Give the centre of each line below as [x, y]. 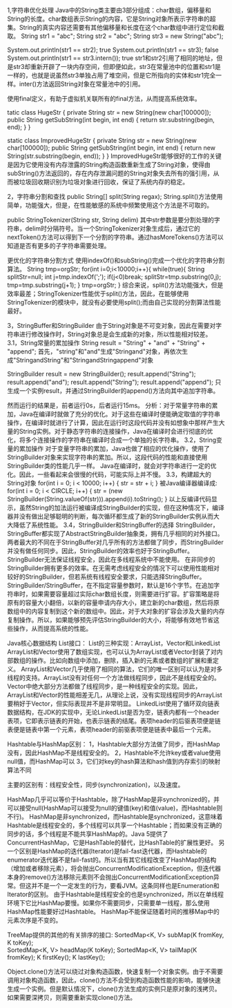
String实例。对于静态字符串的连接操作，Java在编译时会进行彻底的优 [116, 431]
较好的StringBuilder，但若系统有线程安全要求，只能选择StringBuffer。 [106, 576]
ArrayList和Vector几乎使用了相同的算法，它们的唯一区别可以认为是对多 [122, 669]
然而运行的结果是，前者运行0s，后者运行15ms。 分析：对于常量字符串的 [109, 405]
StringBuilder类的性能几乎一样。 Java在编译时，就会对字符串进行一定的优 [112, 466]
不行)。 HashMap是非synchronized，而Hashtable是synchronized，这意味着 [115, 816]
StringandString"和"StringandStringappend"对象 [85, 360]
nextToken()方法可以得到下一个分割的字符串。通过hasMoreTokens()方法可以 [115, 237]
